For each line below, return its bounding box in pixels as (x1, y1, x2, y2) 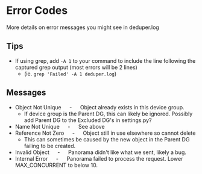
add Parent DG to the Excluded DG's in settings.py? (24, 116, 152, 124)
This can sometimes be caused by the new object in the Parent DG (24, 135, 190, 143)
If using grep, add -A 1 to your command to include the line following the (14, 57, 196, 64)
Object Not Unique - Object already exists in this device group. (14, 103, 185, 111)
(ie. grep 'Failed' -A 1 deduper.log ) (24, 70, 117, 77)
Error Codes (6, 4, 68, 18)
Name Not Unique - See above (14, 123, 105, 130)
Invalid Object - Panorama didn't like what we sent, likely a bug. (14, 149, 187, 156)
